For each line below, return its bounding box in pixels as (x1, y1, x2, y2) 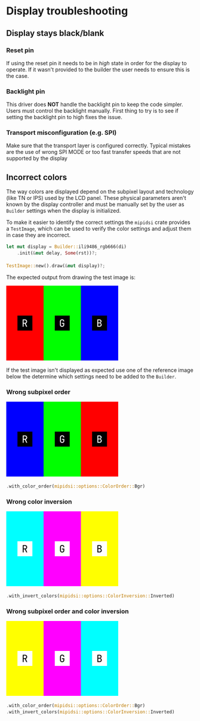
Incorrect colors (6, 172, 67, 182)
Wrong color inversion (6, 497, 72, 505)
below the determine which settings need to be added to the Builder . (6, 372, 177, 380)
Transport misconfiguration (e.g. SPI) (6, 129, 117, 137)
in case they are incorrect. (6, 232, 70, 239)
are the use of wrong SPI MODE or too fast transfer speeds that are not (6, 149, 181, 156)
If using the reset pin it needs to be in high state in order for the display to (6, 59, 187, 66)
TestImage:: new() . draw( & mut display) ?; (6, 262, 106, 269)
